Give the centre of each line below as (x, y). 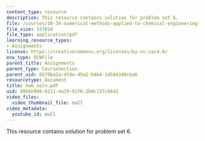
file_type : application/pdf (42, 35)
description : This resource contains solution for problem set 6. (92, 18)
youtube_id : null (34, 114)
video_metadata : (27, 108)
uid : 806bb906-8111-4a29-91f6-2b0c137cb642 (63, 92)
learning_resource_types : (39, 40)
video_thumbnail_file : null (48, 103)
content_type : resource (37, 12)
